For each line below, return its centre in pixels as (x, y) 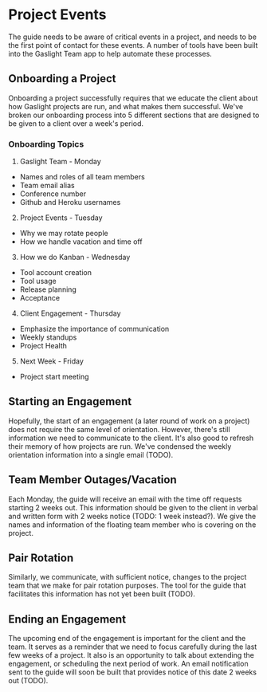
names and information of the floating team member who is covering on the (132, 525)
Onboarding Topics (46, 144)
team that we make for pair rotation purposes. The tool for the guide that (127, 586)
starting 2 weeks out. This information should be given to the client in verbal (133, 507)
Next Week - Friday (51, 361)
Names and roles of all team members (82, 177)
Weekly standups (48, 337)
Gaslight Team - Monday (60, 162)
